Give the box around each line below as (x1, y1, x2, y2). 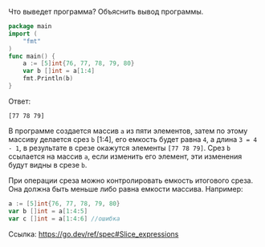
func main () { (8, 52, 56, 60)
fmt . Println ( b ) (22, 75, 74, 83)
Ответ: (8, 96, 31, 106)
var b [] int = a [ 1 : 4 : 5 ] (8, 207, 88, 215)
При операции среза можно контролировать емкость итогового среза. (8, 176, 254, 185)
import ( (8, 30, 38, 38)
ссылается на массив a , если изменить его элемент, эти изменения (8, 152, 243, 161)
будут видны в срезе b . (8, 160, 88, 169)
